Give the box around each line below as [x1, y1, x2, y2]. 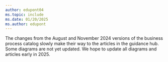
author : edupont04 [5, 7, 44, 13]
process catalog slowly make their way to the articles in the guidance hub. [5, 41, 159, 47]
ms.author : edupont [5, 21, 46, 27]
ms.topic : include [5, 12, 44, 17]
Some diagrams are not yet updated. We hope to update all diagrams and [5, 46, 157, 52]
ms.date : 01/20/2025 [5, 17, 49, 22]
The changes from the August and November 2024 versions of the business [5, 35, 163, 41]
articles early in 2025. [5, 51, 50, 57]
